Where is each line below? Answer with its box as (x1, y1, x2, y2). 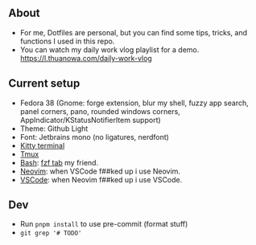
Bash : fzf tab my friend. (19, 157, 99, 167)
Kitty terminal (19, 141, 65, 150)
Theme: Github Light (19, 124, 89, 133)
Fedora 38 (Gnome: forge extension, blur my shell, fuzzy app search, (19, 98, 249, 108)
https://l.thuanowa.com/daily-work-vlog (19, 53, 153, 63)
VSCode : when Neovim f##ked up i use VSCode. (19, 174, 183, 184)
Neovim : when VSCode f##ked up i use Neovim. (19, 166, 181, 176)
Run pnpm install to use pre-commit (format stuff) (19, 219, 188, 229)
